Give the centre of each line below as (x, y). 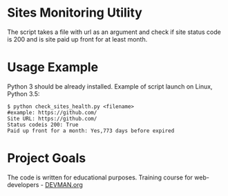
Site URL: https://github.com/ (52, 118)
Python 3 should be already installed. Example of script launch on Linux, (110, 86)
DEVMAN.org (64, 184)
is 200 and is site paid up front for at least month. (77, 39)
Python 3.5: (23, 93)
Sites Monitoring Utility (75, 13)
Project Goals (47, 158)
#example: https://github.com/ (52, 112)
